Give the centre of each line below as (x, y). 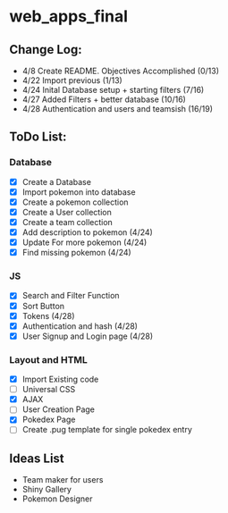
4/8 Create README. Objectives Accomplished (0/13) (120, 71)
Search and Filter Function (71, 296)
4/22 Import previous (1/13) (72, 80)
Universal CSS (49, 390)
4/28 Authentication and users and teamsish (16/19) (117, 109)
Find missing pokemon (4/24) (76, 253)
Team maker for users (63, 480)
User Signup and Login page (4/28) (88, 336)
